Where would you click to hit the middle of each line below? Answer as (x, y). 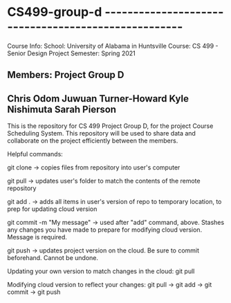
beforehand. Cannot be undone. (53, 258)
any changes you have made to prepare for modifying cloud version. (105, 230)
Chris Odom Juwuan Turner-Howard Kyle (98, 99)
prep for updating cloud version (52, 209)
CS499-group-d (55, 12)
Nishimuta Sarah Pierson (62, 109)
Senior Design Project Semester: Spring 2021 (72, 53)
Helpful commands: (35, 154)
